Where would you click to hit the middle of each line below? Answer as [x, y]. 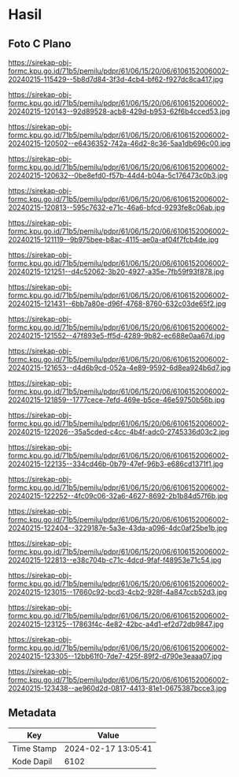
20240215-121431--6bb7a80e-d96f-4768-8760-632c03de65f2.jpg [117, 304]
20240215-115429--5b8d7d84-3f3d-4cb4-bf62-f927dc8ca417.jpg [116, 79]
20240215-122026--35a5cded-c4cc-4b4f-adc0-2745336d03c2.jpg [119, 432]
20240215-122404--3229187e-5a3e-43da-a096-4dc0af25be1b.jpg [118, 528]
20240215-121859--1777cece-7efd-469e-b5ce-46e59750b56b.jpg [117, 400]
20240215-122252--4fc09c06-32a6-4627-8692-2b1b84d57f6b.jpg [118, 496]
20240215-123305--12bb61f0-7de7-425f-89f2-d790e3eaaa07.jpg [115, 656]
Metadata [32, 713]
